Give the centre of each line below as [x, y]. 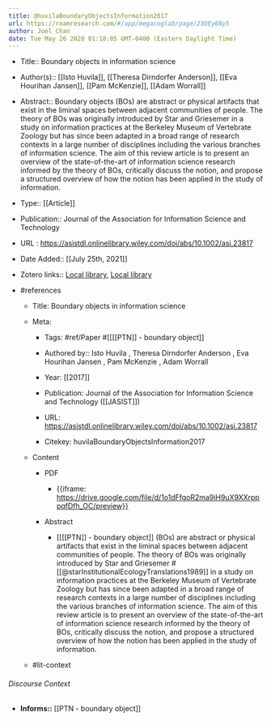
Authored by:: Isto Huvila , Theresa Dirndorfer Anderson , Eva [146, 353]
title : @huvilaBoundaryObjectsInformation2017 [88, 16]
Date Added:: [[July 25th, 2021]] [74, 259]
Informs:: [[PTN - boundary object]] [80, 709]
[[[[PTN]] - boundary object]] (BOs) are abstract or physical [156, 538]
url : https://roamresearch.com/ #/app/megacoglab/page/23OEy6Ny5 [119, 23]
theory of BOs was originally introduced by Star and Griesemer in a [132, 119]
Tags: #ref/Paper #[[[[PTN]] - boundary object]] [124, 338]
